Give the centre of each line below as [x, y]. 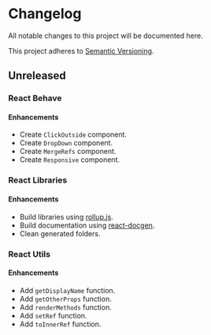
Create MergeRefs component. [68, 152]
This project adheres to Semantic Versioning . [81, 51]
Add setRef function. [53, 315]
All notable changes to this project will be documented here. [105, 36]
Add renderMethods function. [65, 307]
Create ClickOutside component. [73, 134]
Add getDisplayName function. [67, 290]
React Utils [30, 254]
